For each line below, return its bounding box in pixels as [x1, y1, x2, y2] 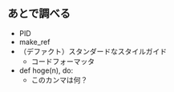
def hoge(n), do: [18, 66, 74, 75]
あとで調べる [7, 6, 71, 21]
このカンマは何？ [30, 74, 88, 85]
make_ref [18, 37, 51, 46]
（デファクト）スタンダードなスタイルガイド [18, 46, 168, 56]
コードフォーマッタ [30, 56, 95, 66]
